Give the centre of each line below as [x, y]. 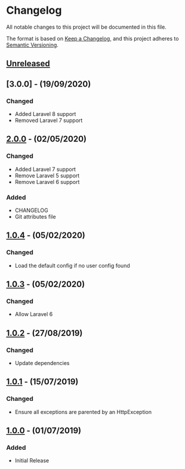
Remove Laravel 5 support [47, 175]
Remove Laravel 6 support [47, 182]
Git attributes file [35, 217]
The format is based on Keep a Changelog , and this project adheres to [92, 38]
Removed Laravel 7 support [49, 121]
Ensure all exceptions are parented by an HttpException [83, 412]
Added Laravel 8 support [45, 114]
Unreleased [28, 64]
